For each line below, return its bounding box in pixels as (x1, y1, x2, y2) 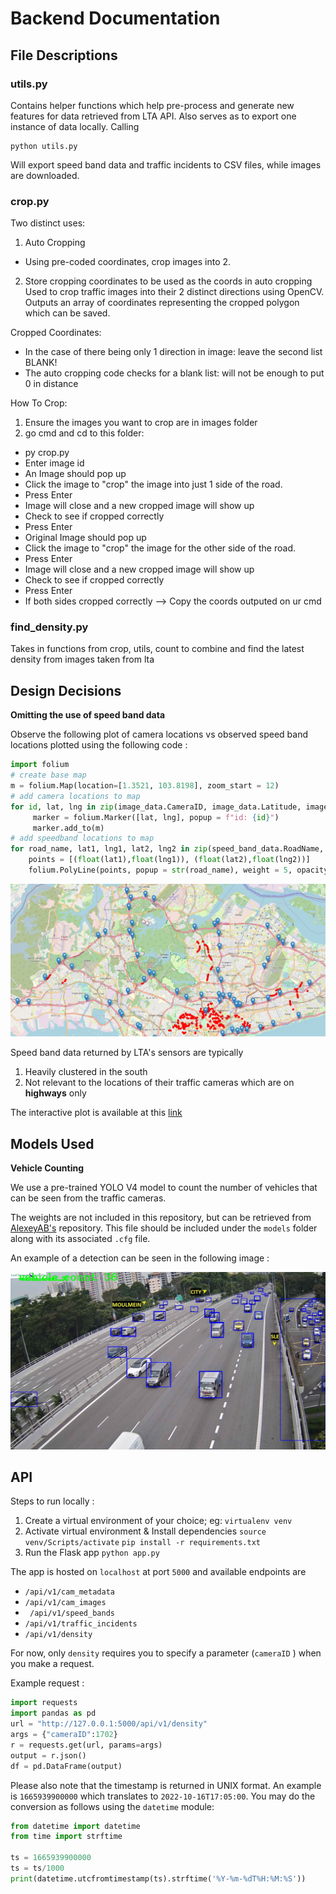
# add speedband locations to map (10, 833, 155, 844)
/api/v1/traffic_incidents (24, 1619, 138, 1629)
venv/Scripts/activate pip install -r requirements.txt (24, 1538, 261, 1548)
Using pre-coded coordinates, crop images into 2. (24, 256, 232, 268)
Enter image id (24, 457, 85, 469)
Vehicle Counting (10, 1162, 84, 1174)
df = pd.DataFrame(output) (10, 1761, 123, 1771)
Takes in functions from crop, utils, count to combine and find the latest (10, 643, 305, 655)
